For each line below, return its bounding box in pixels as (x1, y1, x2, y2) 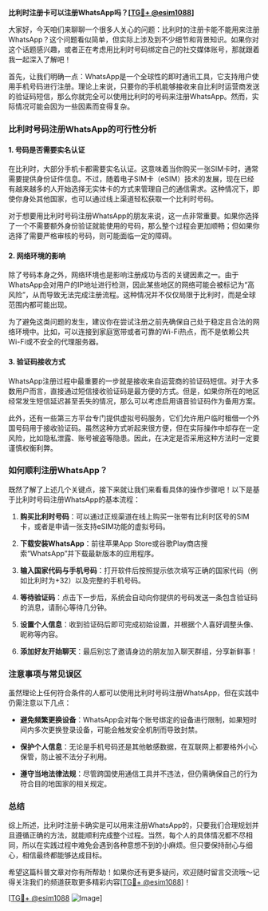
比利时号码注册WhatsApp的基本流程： (14, 495, 141, 504)
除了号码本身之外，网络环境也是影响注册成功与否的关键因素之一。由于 (8, 270, 239, 280)
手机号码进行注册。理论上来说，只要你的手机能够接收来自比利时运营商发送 (14, 82, 260, 91)
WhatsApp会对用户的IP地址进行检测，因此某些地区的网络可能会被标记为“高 (8, 280, 255, 290)
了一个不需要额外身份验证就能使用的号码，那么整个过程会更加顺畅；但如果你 (8, 221, 260, 231)
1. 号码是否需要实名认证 (8, 145, 85, 154)
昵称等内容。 (19, 629, 62, 638)
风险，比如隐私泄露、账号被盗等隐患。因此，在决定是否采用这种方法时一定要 (8, 433, 260, 443)
